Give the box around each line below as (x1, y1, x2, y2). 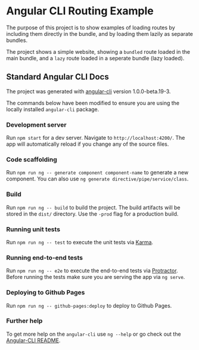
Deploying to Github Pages (6, 288, 85, 297)
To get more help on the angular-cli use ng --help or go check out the (6, 330, 181, 337)
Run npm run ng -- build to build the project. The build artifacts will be (6, 204, 181, 211)
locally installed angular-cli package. (6, 106, 99, 113)
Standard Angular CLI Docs (6, 72, 109, 82)
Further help (6, 317, 43, 325)
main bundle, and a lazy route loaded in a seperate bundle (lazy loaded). (6, 54, 185, 62)
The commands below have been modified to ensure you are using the (6, 99, 180, 106)
